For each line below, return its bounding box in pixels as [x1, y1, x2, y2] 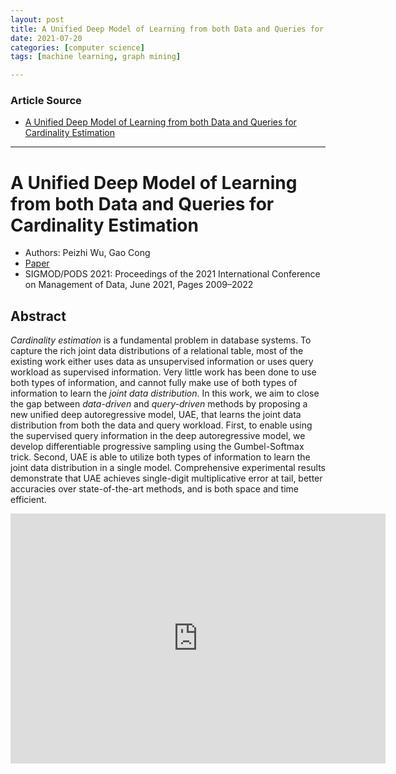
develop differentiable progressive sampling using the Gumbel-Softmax [10, 441, 305, 453]
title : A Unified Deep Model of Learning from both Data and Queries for [10, 24, 325, 34]
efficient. [10, 494, 47, 506]
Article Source [10, 94, 82, 108]
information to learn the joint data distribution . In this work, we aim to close [10, 387, 320, 400]
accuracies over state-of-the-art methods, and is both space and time [10, 483, 299, 495]
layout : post [10, 14, 65, 25]
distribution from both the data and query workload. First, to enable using [10, 419, 313, 431]
